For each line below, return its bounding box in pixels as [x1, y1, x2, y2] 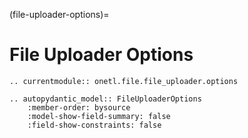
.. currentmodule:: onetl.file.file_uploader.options [9, 76, 239, 86]
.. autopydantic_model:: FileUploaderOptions [9, 94, 202, 104]
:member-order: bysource [27, 102, 131, 113]
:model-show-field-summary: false [27, 111, 171, 121]
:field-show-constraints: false [27, 120, 162, 130]
